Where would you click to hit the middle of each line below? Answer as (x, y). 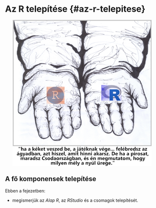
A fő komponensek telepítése (51, 179)
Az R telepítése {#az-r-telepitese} (75, 9)
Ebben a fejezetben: (25, 191)
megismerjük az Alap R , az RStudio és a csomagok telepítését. (75, 200)
